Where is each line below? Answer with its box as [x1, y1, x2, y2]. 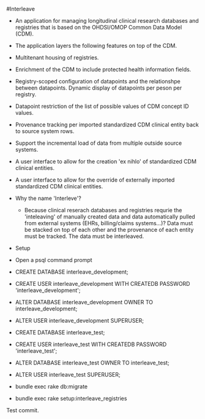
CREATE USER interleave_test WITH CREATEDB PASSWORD [15, 340, 167, 348]
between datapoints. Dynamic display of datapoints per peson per [15, 84, 182, 91]
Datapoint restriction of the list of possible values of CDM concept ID [15, 102, 189, 110]
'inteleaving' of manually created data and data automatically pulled [24, 213, 196, 220]
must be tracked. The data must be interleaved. [24, 233, 144, 240]
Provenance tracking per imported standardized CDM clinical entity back [15, 121, 199, 128]
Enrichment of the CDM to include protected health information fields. [15, 66, 192, 73]
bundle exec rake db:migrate [15, 383, 88, 390]
